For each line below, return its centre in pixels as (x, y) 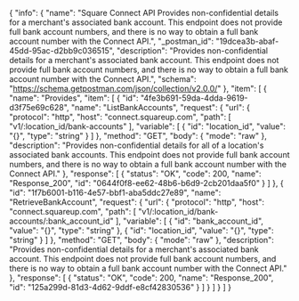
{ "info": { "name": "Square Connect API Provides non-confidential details (144, 13)
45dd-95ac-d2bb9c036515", (62, 51)
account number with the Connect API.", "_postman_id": (112, 41)
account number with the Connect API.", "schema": (103, 79)
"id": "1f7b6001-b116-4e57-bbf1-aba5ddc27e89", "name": (115, 192)
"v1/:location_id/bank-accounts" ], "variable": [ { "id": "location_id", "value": (148, 126)
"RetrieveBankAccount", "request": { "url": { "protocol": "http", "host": (137, 202)
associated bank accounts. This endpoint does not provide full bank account (149, 155)
